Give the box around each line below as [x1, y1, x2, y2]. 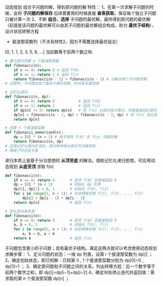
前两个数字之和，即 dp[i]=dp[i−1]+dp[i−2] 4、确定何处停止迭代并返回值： [5, 269, 150, 275]
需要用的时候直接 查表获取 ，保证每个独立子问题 [62, 10, 157, 16]
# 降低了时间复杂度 [5, 148, 39, 153]
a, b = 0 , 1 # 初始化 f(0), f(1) [13, 222, 109, 227]
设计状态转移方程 [5, 29, 39, 34]
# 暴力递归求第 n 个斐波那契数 [5, 59, 59, 63]
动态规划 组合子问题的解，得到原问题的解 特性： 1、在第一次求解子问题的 [5, 4, 150, 10]
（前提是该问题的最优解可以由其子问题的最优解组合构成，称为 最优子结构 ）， [5, 22, 156, 28]
